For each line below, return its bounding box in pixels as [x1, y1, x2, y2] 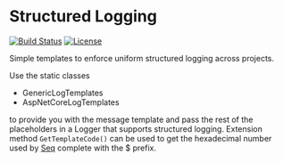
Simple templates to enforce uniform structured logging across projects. [9, 53, 275, 63]
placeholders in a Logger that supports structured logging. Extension [9, 123, 263, 134]
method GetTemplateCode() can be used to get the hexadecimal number [9, 133, 272, 143]
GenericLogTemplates [21, 87, 104, 98]
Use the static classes [9, 69, 91, 81]
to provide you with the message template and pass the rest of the [9, 114, 254, 125]
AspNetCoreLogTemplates [21, 96, 120, 108]
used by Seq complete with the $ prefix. [9, 142, 156, 153]
